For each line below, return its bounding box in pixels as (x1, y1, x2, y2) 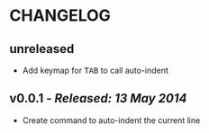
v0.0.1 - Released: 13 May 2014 (9, 91, 187, 106)
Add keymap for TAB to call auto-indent (22, 65, 169, 75)
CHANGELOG (9, 5, 111, 26)
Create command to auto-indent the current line (22, 114, 201, 126)
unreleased (9, 41, 75, 57)
